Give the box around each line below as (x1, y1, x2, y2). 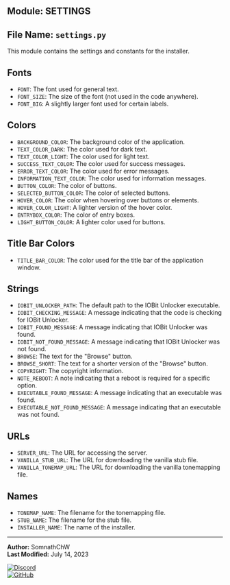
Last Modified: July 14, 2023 (7, 550, 89, 558)
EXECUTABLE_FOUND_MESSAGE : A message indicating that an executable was (16, 389, 222, 397)
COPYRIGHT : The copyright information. (16, 367, 124, 375)
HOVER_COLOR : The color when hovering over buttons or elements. (16, 195, 200, 204)
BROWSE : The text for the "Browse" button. (16, 353, 133, 361)
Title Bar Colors (7, 238, 75, 250)
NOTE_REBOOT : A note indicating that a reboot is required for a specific (16, 374, 210, 383)
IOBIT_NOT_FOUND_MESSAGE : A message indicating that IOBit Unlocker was (16, 337, 220, 346)
